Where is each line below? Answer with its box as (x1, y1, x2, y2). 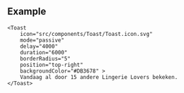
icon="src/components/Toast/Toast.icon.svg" (20, 30, 153, 37)
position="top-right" (20, 61, 83, 68)
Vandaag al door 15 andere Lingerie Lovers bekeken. (20, 73, 178, 80)
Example (7, 6, 47, 18)
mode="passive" (20, 37, 65, 44)
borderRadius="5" (20, 55, 71, 62)
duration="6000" (20, 49, 68, 56)
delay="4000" (20, 42, 59, 50)
